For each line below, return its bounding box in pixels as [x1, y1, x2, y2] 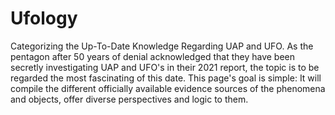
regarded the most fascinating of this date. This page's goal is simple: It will [10, 72, 322, 84]
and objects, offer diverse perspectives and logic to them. [10, 93, 249, 105]
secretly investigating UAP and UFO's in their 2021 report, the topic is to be [10, 61, 320, 73]
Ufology [10, 7, 78, 30]
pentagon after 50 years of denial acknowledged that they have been [10, 50, 295, 62]
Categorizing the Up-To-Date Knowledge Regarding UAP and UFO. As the [10, 40, 314, 52]
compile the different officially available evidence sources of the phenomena [10, 82, 326, 94]
